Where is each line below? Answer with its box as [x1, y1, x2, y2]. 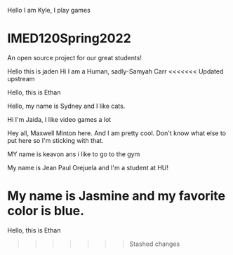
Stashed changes [129, 240, 180, 248]
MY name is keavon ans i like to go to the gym [7, 150, 140, 158]
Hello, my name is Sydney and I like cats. [7, 102, 126, 110]
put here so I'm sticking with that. [7, 136, 104, 144]
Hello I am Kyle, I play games [7, 6, 91, 14]
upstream [7, 74, 35, 83]
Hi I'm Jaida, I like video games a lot [7, 115, 112, 123]
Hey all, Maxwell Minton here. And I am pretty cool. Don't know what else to [7, 129, 227, 137]
